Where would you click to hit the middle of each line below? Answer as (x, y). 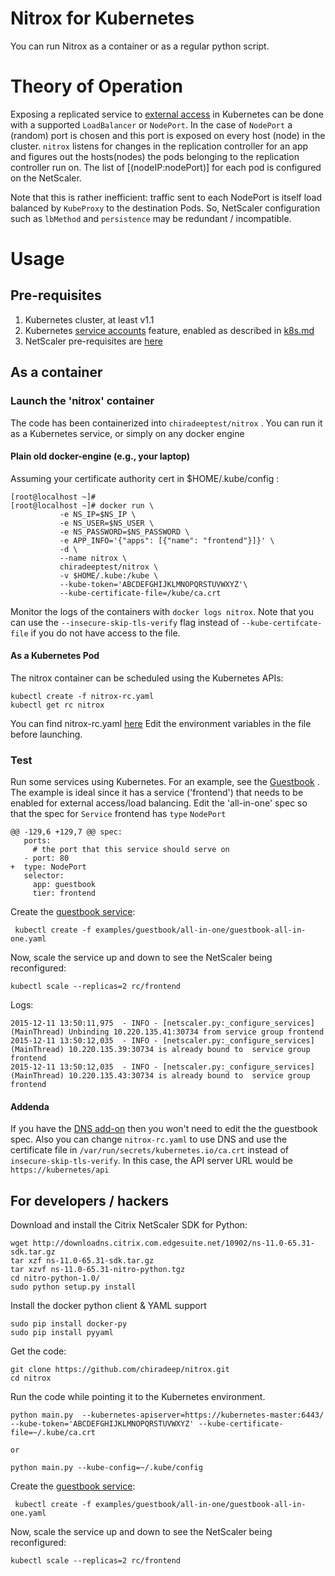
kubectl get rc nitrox (57, 705)
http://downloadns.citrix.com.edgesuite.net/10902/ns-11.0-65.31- (173, 1243)
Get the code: (38, 1351)
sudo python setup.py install (73, 1287)
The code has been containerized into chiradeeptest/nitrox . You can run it (166, 423)
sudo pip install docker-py (69, 1324)
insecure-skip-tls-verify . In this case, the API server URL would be (151, 1161)
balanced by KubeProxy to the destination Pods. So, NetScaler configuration (165, 208)
